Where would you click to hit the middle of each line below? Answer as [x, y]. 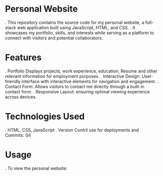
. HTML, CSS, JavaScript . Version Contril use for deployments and [72, 130]
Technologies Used [45, 116]
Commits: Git [18, 135]
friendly [13, 81]
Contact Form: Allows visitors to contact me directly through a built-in [75, 87]
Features [23, 58]
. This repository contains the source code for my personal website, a [75, 22]
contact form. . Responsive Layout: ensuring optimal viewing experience [77, 91]
